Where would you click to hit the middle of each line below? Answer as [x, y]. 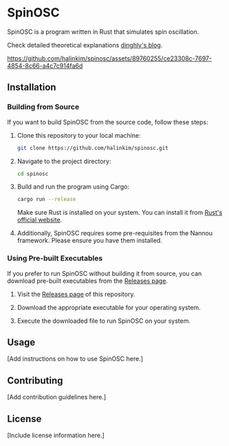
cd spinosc [33, 173]
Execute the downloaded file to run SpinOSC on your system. [104, 321]
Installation [32, 87]
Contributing [35, 380]
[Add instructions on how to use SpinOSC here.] [75, 359]
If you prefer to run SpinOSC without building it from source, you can [105, 273]
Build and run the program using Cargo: [73, 187]
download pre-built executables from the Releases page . [88, 281]
